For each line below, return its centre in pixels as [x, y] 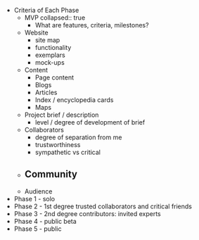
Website [36, 32]
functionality [53, 48]
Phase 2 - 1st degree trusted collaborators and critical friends [103, 206]
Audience [38, 191]
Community [51, 174]
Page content [54, 77]
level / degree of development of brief [90, 122]
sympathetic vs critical [68, 152]
